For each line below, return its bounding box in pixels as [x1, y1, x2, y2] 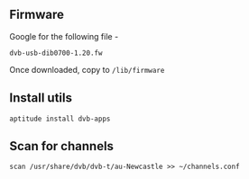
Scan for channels [9, 139, 115, 154]
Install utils [9, 90, 72, 106]
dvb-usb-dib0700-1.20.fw [9, 49, 103, 58]
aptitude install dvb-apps [9, 114, 111, 123]
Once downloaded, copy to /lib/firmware [9, 64, 165, 75]
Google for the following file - [9, 31, 119, 41]
